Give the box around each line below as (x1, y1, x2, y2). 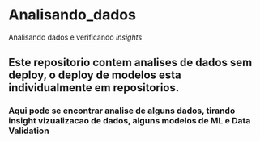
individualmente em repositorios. (8, 81, 180, 94)
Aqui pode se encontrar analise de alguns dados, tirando (8, 105, 236, 116)
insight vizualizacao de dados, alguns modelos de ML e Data (8, 115, 251, 127)
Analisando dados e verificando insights (8, 32, 143, 42)
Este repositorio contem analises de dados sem (8, 56, 253, 69)
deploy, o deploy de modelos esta (8, 69, 182, 82)
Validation (8, 125, 50, 136)
